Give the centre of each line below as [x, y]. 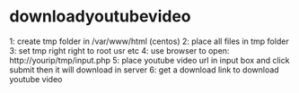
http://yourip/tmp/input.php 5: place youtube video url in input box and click [149, 60]
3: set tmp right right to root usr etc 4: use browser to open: [119, 50]
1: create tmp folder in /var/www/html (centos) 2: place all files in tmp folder [149, 41]
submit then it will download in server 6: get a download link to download [145, 70]
